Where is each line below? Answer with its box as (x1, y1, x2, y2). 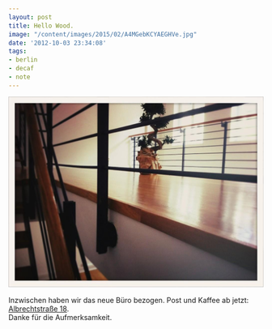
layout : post (8, 13, 53, 21)
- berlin (8, 56, 38, 64)
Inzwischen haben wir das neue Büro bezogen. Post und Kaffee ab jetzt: (8, 296, 249, 305)
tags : (8, 47, 27, 56)
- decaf (8, 65, 35, 73)
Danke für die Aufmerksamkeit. (8, 313, 113, 323)
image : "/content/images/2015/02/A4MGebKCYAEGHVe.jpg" (8, 30, 198, 38)
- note (8, 73, 31, 81)
